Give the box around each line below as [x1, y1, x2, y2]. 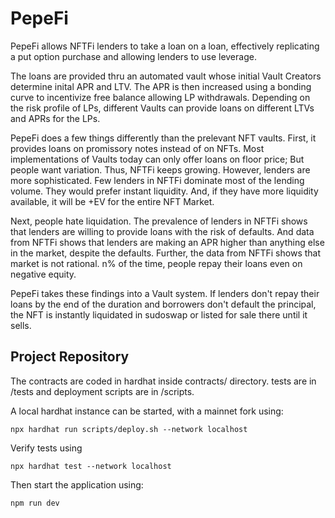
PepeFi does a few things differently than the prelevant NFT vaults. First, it [10, 132, 317, 144]
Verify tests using [10, 442, 83, 454]
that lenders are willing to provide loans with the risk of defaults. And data [10, 225, 315, 237]
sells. [10, 319, 32, 331]
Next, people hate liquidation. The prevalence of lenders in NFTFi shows [10, 215, 308, 227]
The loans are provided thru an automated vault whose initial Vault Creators [10, 70, 322, 82]
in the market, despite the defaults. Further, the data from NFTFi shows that [10, 247, 322, 259]
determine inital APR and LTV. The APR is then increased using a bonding [10, 80, 312, 92]
